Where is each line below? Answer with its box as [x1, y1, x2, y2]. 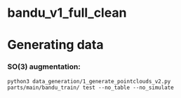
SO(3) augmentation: [7, 62, 81, 71]
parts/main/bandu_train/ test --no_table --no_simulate [7, 84, 174, 91]
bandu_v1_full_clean [7, 5, 127, 21]
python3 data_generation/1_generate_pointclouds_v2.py [7, 78, 171, 85]
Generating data [7, 37, 104, 53]
